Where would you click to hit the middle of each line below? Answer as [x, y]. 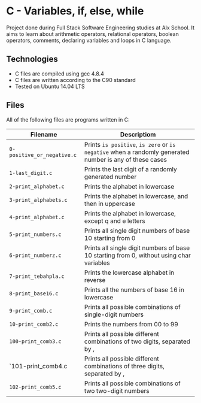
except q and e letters [115, 221]
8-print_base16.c [34, 293]
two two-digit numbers [117, 390]
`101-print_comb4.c [38, 366]
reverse [95, 280]
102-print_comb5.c [35, 387]
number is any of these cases [126, 159]
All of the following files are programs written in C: [68, 119]
